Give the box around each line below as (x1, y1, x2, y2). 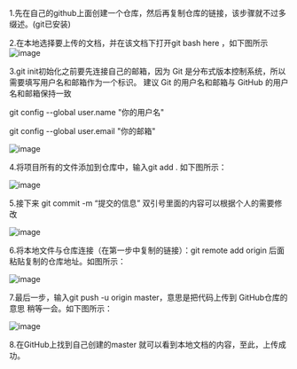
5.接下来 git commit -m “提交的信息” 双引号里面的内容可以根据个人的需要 (9, 198, 275, 208)
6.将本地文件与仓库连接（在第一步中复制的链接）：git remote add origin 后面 (9, 245, 285, 255)
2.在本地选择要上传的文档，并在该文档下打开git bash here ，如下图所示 (9, 38, 269, 48)
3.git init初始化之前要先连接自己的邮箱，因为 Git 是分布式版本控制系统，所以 (9, 66, 286, 76)
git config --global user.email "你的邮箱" (9, 126, 156, 136)
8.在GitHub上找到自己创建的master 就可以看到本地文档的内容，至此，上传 (9, 340, 279, 349)
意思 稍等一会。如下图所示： (9, 303, 113, 313)
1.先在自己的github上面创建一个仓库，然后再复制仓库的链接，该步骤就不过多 (9, 8, 286, 18)
